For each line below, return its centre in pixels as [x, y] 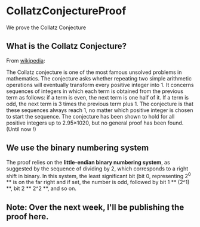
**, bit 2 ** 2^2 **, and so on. [41, 188]
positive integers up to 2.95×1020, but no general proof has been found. [95, 123]
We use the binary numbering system [78, 148]
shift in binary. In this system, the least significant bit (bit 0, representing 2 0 [99, 175]
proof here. [27, 217]
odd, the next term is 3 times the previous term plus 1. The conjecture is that [100, 104]
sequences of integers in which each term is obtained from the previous [95, 91]
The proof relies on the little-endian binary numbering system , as [88, 162]
